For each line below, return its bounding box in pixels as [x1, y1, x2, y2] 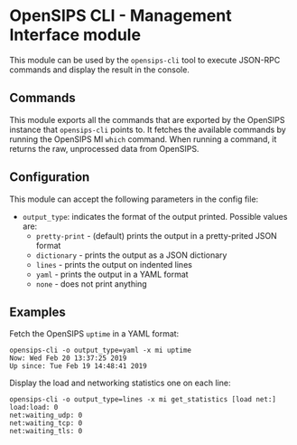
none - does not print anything [35, 278, 147, 289]
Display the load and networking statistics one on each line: [9, 377, 231, 389]
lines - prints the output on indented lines [35, 259, 192, 270]
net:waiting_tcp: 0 [9, 419, 83, 428]
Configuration [9, 169, 90, 185]
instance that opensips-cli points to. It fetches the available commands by [9, 124, 286, 135]
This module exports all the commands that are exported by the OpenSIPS [9, 114, 285, 125]
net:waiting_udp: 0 [9, 411, 83, 421]
